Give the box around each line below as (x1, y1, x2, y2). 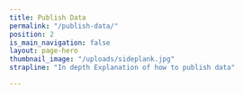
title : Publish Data (9, 13, 87, 22)
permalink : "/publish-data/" (9, 21, 119, 30)
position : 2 (9, 30, 54, 38)
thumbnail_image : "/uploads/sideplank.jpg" (9, 55, 175, 64)
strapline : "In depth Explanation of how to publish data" (9, 64, 236, 73)
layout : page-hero (9, 47, 78, 56)
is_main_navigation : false (9, 38, 111, 47)
